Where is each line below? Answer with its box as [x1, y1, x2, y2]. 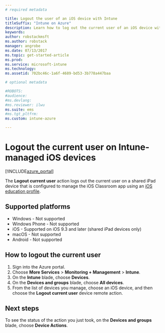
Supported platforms [5, 203, 70, 211]
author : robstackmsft [5, 34, 50, 39]
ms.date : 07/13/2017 [5, 48, 48, 53]
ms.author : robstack [5, 39, 48, 44]
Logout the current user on [5, 142, 117, 153]
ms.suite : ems [5, 107, 34, 112]
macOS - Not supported [12, 231, 61, 237]
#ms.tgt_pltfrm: [5, 112, 38, 117]
